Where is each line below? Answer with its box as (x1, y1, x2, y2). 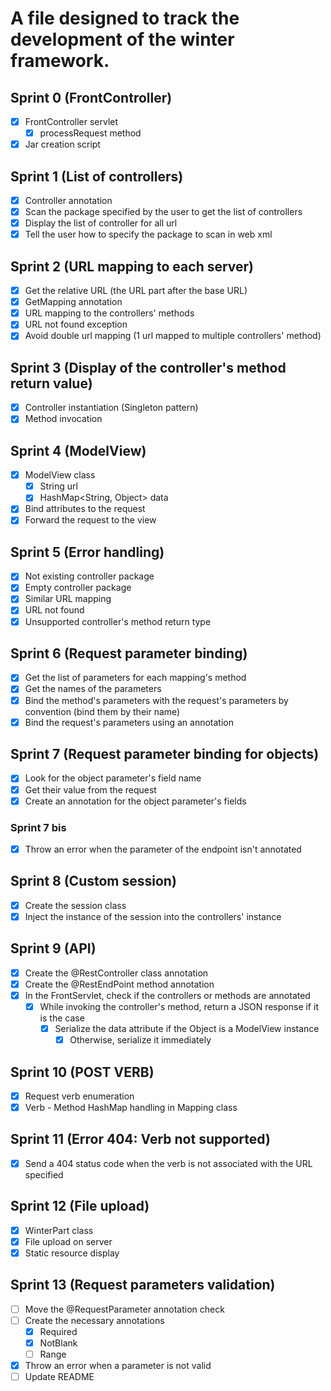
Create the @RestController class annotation (24, 967, 209, 979)
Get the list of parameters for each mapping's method (24, 672, 247, 684)
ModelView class (24, 469, 96, 481)
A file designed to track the (10, 7, 240, 30)
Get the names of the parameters (24, 683, 162, 695)
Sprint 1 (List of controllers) (10, 168, 184, 185)
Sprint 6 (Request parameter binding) (10, 645, 248, 662)
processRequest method (39, 127, 142, 139)
